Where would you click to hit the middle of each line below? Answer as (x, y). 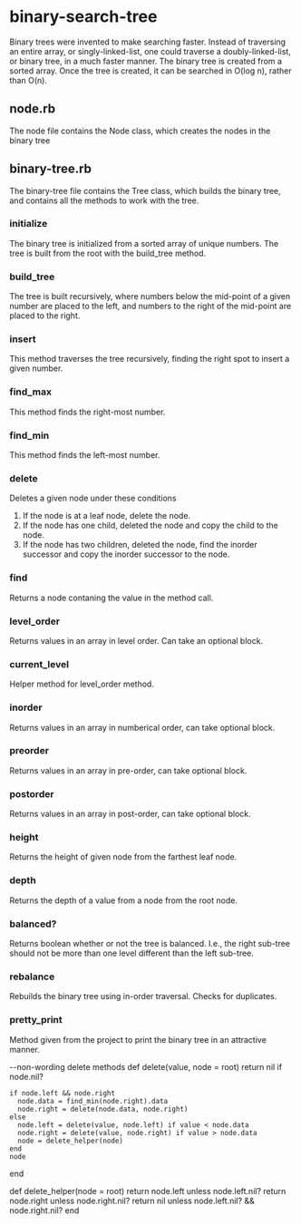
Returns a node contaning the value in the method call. (112, 598)
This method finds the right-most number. (87, 412)
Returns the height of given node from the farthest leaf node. (123, 857)
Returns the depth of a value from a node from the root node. (124, 900)
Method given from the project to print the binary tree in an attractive (138, 1039)
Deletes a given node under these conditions (93, 498)
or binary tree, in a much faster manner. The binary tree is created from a (146, 61)
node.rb (33, 109)
